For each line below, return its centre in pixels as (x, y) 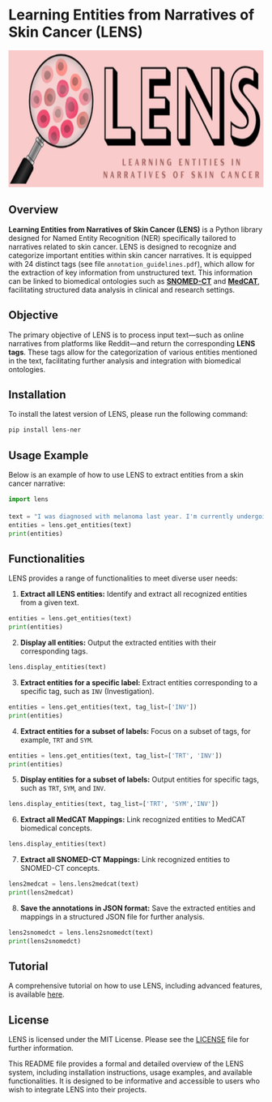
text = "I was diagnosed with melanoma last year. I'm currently (121, 517)
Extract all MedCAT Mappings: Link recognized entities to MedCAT (133, 820)
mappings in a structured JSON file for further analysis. (112, 916)
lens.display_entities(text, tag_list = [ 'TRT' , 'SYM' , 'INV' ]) (114, 804)
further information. (41, 1048)
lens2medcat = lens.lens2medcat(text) (74, 884)
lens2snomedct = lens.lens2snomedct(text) (81, 933)
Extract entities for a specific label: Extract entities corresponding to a (138, 682)
